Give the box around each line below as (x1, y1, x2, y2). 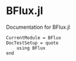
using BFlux (16, 45, 46, 51)
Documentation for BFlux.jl (6, 23, 70, 30)
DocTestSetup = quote (6, 40, 59, 46)
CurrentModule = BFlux (6, 35, 61, 40)
